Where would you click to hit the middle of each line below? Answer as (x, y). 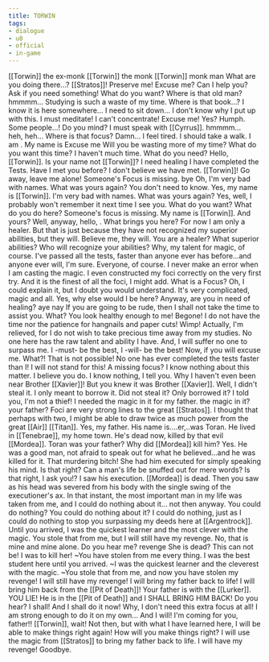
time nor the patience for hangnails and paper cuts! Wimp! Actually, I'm (126, 324)
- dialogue (26, 31)
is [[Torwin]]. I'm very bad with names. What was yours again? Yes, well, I (130, 196)
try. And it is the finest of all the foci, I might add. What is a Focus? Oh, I (126, 281)
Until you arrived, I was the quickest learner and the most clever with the (128, 530)
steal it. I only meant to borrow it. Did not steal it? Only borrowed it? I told (128, 393)
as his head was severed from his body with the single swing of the (120, 487)
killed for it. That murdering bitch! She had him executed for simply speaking (135, 461)
